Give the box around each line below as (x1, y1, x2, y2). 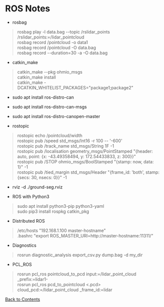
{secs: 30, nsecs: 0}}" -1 (17, 174, 67, 180)
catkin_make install (17, 74, 56, 80)
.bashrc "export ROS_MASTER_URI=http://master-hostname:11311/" (17, 232, 154, 238)
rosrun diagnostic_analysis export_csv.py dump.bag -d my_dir (17, 252, 143, 258)
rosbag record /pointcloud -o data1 (17, 39, 88, 45)
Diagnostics (12, 242, 37, 248)
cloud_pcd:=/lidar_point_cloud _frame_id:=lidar (17, 287, 113, 293)
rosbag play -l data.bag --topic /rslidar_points (17, 29, 110, 35)
